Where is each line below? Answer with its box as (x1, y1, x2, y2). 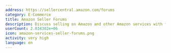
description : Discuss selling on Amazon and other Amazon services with (5, 21, 163, 27)
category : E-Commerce (5, 12, 51, 17)
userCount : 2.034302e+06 (5, 26, 58, 31)
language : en (5, 40, 33, 45)
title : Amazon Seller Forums (5, 17, 67, 22)
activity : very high (5, 36, 49, 41)
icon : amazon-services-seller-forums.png (5, 31, 95, 36)
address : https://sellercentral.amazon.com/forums (5, 7, 115, 13)
